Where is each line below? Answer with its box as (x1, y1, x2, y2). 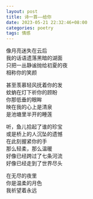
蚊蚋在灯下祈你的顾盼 (6, 89, 57, 96)
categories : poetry (6, 25, 54, 31)
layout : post (6, 8, 38, 15)
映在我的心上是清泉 (6, 104, 53, 111)
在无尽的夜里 (6, 172, 37, 179)
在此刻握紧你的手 (6, 138, 47, 145)
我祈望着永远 (6, 187, 37, 194)
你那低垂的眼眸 (6, 96, 42, 103)
